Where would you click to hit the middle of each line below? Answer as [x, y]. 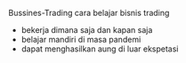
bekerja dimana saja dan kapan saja [87, 30]
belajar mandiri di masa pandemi [81, 39]
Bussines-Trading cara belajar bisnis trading [89, 13]
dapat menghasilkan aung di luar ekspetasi [100, 49]
